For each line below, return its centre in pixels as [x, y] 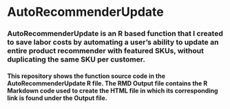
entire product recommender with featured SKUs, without [106, 51]
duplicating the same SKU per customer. [76, 59]
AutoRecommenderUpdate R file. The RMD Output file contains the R [107, 83]
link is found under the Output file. [57, 98]
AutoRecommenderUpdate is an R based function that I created [115, 34]
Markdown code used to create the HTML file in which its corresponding [113, 90]
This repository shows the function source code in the [86, 76]
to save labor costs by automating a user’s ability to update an [113, 42]
